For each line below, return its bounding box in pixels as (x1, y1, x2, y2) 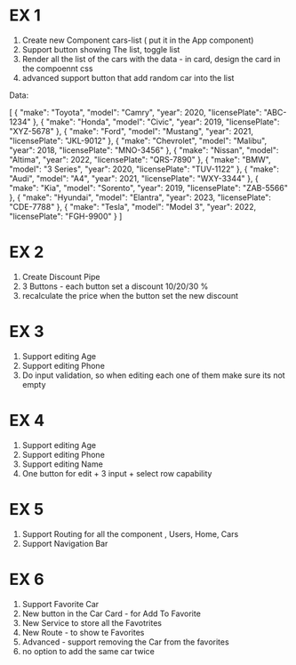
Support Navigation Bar (21, 538, 108, 549)
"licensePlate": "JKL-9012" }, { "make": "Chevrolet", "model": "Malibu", (9, 135, 268, 146)
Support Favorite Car (21, 598, 100, 609)
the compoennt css (21, 63, 93, 74)
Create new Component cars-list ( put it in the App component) (21, 35, 254, 45)
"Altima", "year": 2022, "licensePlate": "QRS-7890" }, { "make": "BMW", (9, 154, 271, 164)
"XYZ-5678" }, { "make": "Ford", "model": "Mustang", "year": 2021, (9, 125, 254, 136)
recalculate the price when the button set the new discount (21, 290, 238, 300)
